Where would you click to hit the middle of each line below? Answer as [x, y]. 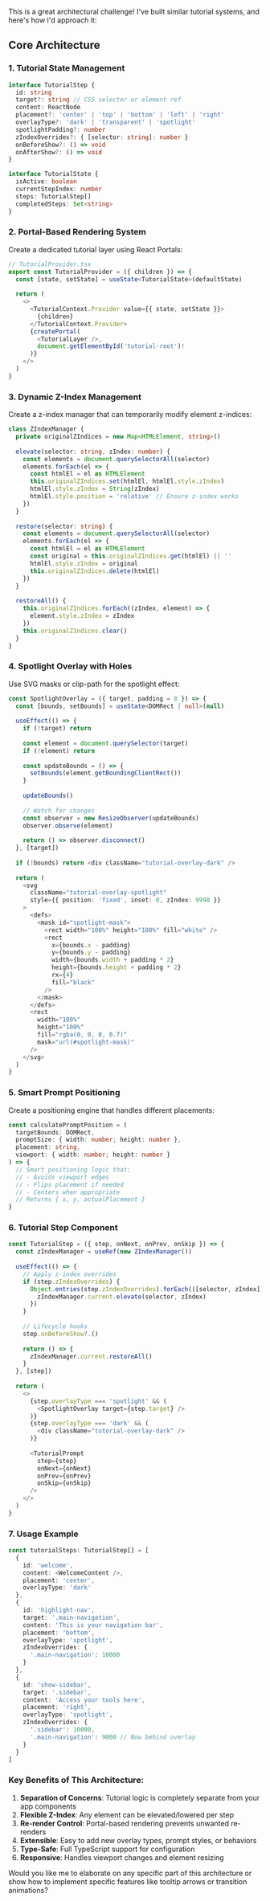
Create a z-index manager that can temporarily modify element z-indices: [130, 415]
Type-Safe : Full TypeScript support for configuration [107, 1849]
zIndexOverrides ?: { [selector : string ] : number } [102, 137]
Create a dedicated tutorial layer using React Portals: [96, 249]
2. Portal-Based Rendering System [78, 232]
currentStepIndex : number [59, 189]
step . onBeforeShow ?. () [61, 1334]
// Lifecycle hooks [55, 1327]
